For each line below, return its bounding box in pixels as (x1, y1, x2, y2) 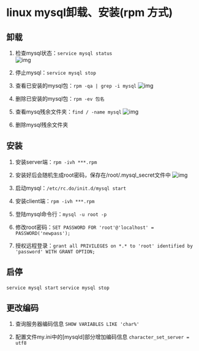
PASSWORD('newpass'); (15, 230, 70, 236)
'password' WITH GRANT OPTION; (15, 249, 96, 255)
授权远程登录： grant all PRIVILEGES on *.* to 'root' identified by (15, 242, 193, 249)
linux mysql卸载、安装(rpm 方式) (6, 6, 173, 20)
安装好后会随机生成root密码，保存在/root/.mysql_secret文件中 (15, 171, 171, 179)
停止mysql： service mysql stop (15, 69, 96, 76)
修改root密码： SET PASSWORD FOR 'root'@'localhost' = (15, 223, 154, 231)
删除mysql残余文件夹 (15, 121, 69, 128)
